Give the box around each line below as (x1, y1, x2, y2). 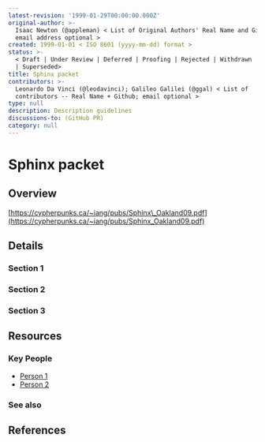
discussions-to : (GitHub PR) (8, 114, 104, 122)
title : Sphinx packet (8, 70, 80, 78)
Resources (8, 329, 62, 343)
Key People (8, 353, 53, 364)
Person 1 (19, 371, 48, 380)
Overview (8, 187, 58, 200)
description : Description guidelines (8, 107, 132, 115)
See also (8, 399, 42, 410)
